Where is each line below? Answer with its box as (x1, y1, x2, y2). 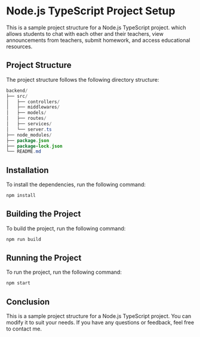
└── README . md (6, 149, 42, 154)
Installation (6, 165, 49, 175)
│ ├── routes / (6, 115, 47, 122)
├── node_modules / (6, 132, 52, 138)
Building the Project (6, 209, 81, 219)
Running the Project (6, 253, 82, 263)
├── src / (6, 93, 28, 99)
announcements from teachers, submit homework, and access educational (6, 36, 190, 44)
